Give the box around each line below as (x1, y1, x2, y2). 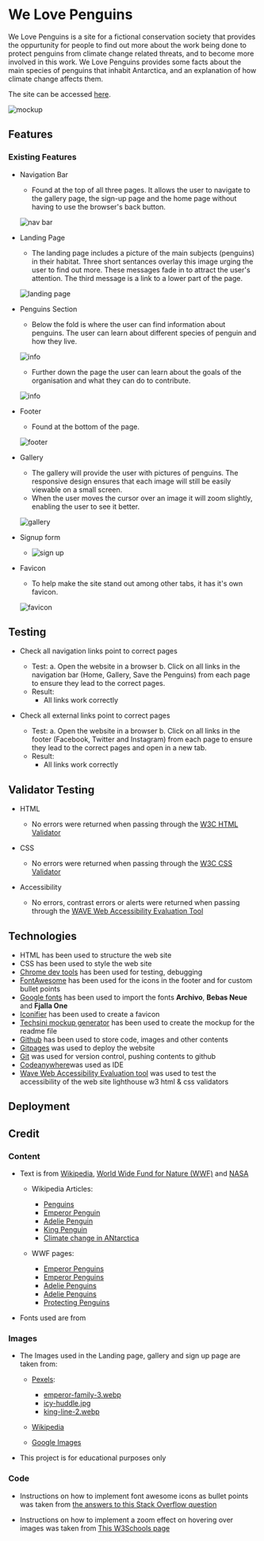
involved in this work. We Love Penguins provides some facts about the (8, 57, 242, 67)
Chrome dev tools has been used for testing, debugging (19, 967, 203, 977)
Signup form (19, 532, 61, 541)
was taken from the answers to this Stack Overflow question (19, 1499, 217, 1509)
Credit (8, 1127, 40, 1140)
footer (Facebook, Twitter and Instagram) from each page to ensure (31, 734, 253, 744)
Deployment (8, 1100, 71, 1113)
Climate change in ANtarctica (43, 1233, 140, 1243)
